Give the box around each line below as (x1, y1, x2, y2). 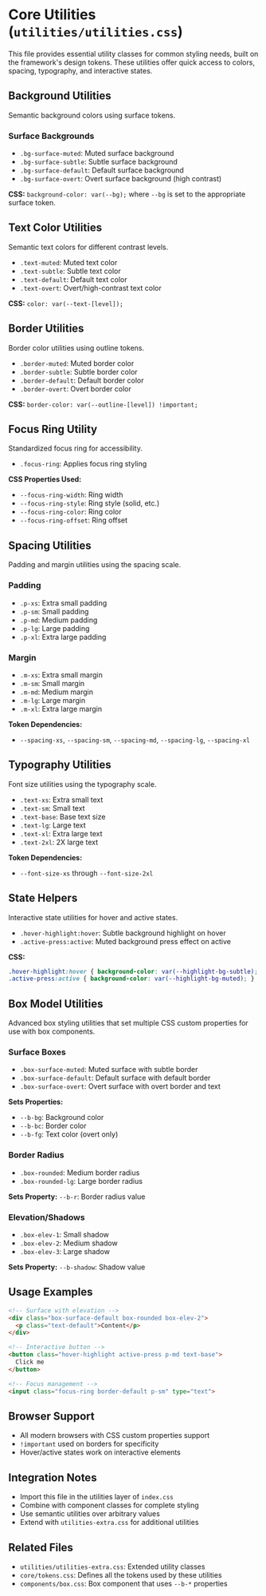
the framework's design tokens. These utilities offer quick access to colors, (8, 58, 255, 67)
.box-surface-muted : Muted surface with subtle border (19, 1065, 198, 1074)
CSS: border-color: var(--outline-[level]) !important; (8, 399, 198, 409)
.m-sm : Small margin (19, 678, 85, 688)
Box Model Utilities (8, 997, 104, 1010)
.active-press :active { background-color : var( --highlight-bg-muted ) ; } (8, 975, 255, 983)
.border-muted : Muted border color (19, 358, 135, 368)
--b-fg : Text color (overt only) (19, 1130, 119, 1139)
